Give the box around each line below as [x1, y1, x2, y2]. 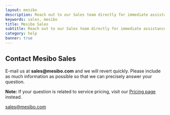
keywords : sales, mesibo [5, 17, 58, 22]
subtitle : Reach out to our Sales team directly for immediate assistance [5, 26, 166, 31]
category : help [5, 31, 37, 36]
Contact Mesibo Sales [5, 54, 76, 63]
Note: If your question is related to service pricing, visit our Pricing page [5, 88, 156, 94]
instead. [5, 94, 22, 100]
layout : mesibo [5, 7, 37, 13]
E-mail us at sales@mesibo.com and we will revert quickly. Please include [5, 68, 161, 74]
